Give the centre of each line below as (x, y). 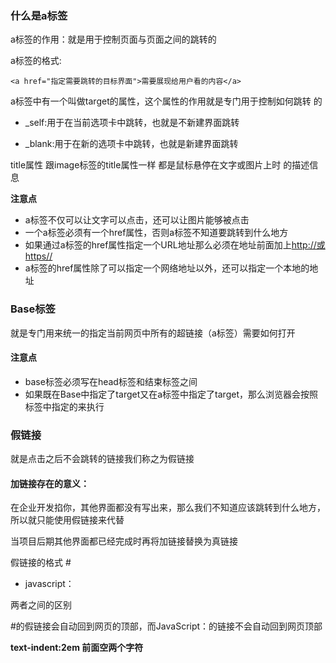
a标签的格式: (36, 61)
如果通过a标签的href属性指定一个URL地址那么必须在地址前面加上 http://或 (175, 245)
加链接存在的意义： (50, 483)
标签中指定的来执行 (64, 406)
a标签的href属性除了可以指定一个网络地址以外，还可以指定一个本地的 (167, 268)
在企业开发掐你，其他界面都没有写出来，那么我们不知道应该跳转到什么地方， (168, 508)
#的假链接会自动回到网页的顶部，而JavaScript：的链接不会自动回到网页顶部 (166, 626)
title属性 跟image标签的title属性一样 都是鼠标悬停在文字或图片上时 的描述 (160, 165)
